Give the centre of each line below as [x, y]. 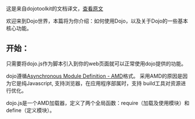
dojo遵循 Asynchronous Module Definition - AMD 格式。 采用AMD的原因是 [94, 76]
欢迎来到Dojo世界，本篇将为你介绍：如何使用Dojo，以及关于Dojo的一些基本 [97, 21]
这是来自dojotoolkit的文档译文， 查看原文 [55, 8]
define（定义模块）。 [30, 110]
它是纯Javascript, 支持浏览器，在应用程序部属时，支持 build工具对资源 [96, 83]
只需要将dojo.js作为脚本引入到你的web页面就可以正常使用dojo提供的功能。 [96, 64]
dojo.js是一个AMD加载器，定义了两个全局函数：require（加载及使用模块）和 [98, 103]
